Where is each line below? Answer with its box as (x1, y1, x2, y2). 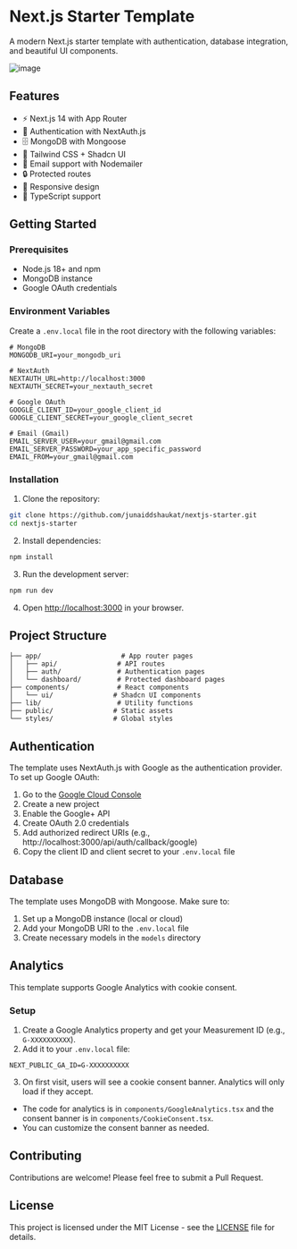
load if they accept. (21, 1086, 94, 1097)
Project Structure (9, 628, 107, 643)
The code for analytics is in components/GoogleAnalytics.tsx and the (21, 1103, 275, 1115)
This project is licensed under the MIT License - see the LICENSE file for (9, 1221, 275, 1232)
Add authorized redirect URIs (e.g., (21, 828, 151, 838)
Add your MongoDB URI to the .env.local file (21, 922, 190, 933)
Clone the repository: (21, 494, 101, 505)
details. (9, 1231, 37, 1242)
